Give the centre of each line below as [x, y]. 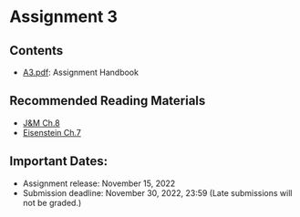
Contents [36, 51]
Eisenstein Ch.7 [52, 132]
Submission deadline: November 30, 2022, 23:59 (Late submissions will [157, 192]
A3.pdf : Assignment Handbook [81, 72]
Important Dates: [58, 161]
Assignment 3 [64, 17]
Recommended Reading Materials [108, 101]
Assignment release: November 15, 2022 [99, 183]
